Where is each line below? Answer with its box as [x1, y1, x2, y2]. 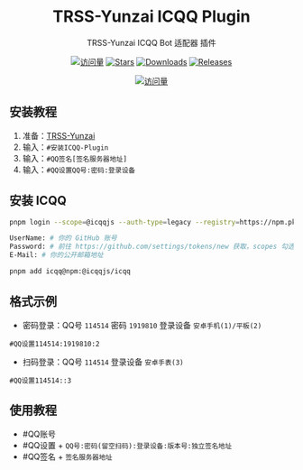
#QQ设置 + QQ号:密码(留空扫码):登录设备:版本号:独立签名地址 [22, 439, 233, 450]
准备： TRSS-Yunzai [22, 130, 96, 141]
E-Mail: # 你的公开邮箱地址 [9, 251, 104, 260]
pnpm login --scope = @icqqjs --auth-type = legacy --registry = [9, 217, 241, 226]
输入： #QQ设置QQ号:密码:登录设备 [22, 164, 135, 175]
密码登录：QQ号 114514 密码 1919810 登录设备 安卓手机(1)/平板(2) [22, 319, 262, 330]
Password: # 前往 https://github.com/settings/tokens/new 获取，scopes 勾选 [9, 242, 295, 252]
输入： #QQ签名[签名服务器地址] [22, 152, 128, 163]
